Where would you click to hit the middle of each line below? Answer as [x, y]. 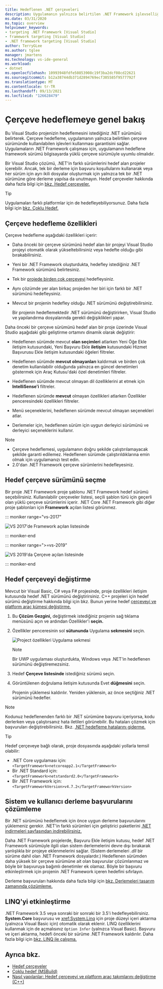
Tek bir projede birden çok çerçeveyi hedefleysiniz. [63, 279]
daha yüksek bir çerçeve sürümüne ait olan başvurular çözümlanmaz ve [77, 861]
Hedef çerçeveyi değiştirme [48, 580]
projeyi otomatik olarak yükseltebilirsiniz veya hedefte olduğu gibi [77, 250]
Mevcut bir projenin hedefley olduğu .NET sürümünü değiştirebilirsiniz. [82, 303]
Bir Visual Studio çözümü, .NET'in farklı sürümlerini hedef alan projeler [75, 163]
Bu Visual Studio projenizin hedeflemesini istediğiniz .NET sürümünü [73, 133]
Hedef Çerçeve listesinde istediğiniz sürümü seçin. [64, 673]
